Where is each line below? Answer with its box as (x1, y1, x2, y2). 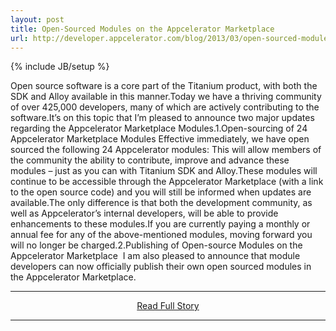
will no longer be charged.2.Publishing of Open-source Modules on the (10, 239, 303, 251)
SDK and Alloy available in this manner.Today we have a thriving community (10, 91, 322, 103)
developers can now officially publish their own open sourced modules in (10, 261, 312, 273)
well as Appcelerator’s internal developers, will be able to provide (10, 207, 279, 220)
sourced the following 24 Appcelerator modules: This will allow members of (10, 144, 322, 156)
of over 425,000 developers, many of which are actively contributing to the (10, 101, 320, 113)
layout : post (10, 14, 65, 25)
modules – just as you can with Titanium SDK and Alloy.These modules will (10, 165, 318, 177)
